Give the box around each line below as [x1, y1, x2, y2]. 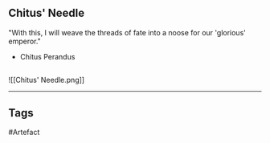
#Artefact [8, 128, 40, 137]
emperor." [8, 36, 42, 46]
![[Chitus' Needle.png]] [8, 76, 85, 85]
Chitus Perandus [19, 51, 76, 61]
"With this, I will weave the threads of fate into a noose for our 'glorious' [8, 27, 247, 37]
